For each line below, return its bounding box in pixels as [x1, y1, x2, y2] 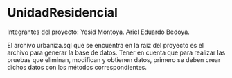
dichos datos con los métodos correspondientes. [7, 63, 147, 71]
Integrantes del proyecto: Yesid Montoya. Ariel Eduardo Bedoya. [7, 28, 190, 36]
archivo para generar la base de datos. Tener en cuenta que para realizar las [7, 48, 226, 57]
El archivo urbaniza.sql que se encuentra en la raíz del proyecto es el [7, 41, 204, 49]
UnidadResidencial [7, 5, 118, 21]
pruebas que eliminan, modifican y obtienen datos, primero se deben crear [7, 55, 221, 64]
